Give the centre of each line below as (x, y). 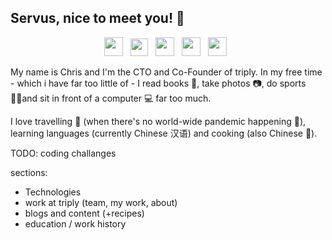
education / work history (75, 223)
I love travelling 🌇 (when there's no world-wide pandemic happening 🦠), (158, 121)
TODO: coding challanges (63, 153)
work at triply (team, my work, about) (101, 202)
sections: (29, 172)
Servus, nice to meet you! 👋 (97, 18)
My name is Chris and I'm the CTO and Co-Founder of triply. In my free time (166, 72)
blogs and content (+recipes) (84, 213)
